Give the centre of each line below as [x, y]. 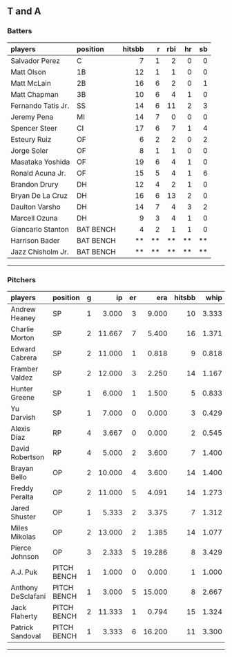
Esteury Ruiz [31, 139]
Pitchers [22, 279]
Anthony [24, 587]
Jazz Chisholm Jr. [40, 252]
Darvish [23, 417]
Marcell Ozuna [34, 218]
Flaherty [24, 616]
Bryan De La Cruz [39, 195]
